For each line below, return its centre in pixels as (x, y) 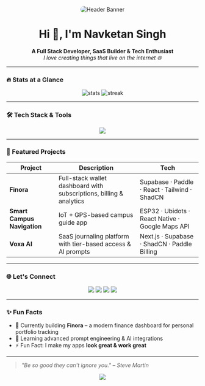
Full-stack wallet (82, 178)
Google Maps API (165, 226)
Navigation (26, 226)
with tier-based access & (95, 244)
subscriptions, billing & (91, 193)
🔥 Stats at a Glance (35, 80)
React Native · (160, 219)
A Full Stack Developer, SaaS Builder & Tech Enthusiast (103, 51)
